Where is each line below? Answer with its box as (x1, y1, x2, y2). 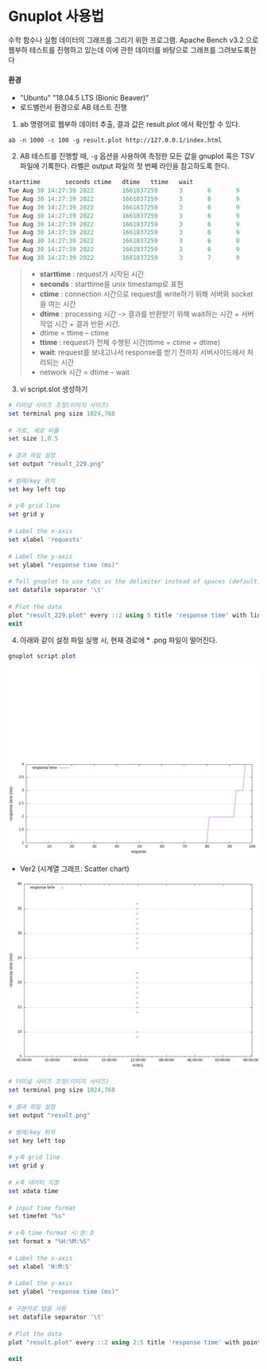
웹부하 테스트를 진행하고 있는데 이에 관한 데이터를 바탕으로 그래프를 (8, 45, 216, 54)
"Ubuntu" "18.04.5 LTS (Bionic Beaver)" (19, 93, 149, 103)
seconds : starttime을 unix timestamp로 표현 (39, 279, 184, 288)
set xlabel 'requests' (8, 535, 83, 543)
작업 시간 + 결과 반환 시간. (39, 319, 121, 328)
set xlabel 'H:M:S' (8, 1262, 73, 1271)
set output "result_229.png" (8, 460, 105, 469)
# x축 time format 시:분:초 (8, 1229, 95, 1238)
